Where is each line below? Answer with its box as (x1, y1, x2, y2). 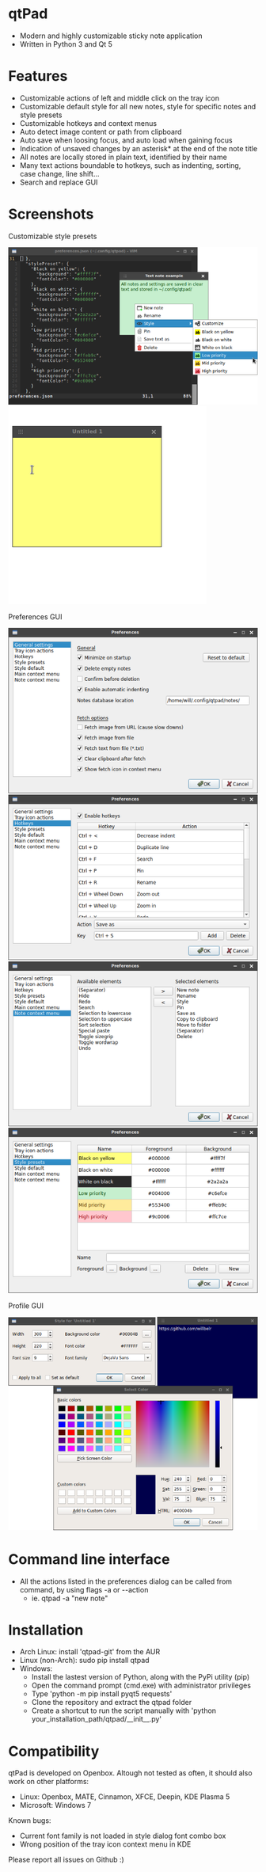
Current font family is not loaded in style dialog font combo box (19, 1831, 226, 1841)
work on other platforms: (8, 1777, 89, 1786)
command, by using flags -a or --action (19, 1585, 149, 1594)
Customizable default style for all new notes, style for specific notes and (19, 101, 256, 111)
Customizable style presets (8, 231, 97, 241)
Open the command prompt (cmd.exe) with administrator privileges (31, 1680, 252, 1691)
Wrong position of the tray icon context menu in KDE (19, 1840, 192, 1849)
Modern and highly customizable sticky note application (19, 31, 203, 40)
